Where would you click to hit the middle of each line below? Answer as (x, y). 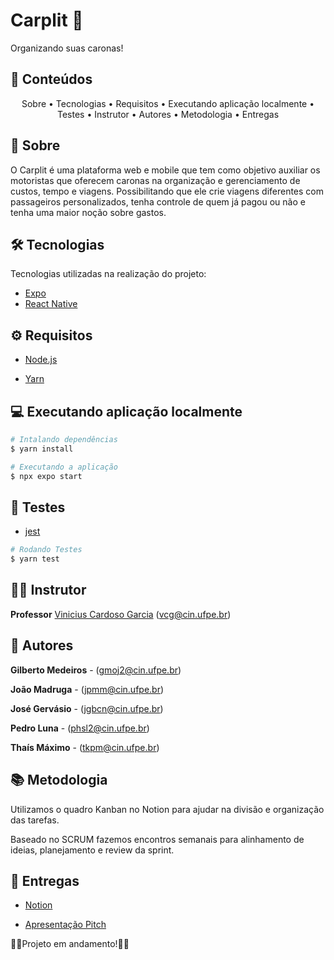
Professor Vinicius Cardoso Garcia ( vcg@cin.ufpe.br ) (121, 614)
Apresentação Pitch (65, 925)
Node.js (41, 360)
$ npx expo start (46, 476)
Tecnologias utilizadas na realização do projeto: (108, 274)
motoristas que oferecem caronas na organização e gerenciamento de (155, 180)
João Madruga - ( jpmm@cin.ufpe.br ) (87, 689)
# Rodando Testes (46, 550)
